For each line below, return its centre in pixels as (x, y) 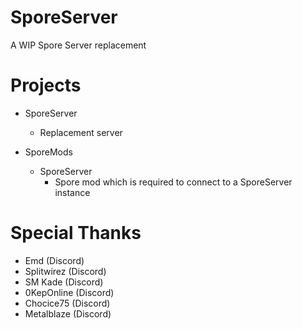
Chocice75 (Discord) (67, 303)
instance (72, 192)
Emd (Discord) (54, 260)
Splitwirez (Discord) (65, 271)
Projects (46, 85)
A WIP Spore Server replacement (78, 45)
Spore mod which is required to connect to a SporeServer (173, 182)
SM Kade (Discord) (64, 282)
